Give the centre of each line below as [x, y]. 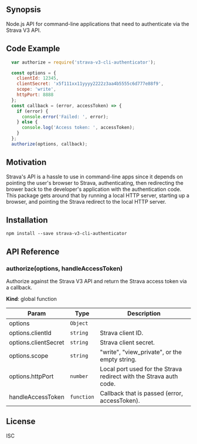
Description [144, 313]
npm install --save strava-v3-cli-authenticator [67, 234]
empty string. [118, 360]
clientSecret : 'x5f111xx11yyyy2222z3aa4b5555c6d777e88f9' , [90, 84]
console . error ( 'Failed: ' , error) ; [65, 117]
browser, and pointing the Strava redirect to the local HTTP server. [86, 201]
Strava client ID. [122, 333]
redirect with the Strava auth [139, 376]
